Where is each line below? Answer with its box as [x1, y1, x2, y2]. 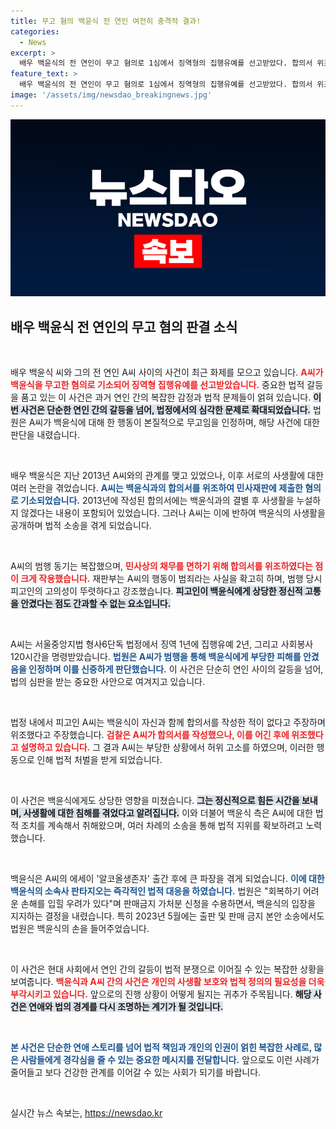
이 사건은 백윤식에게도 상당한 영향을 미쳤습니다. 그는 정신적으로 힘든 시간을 [10, 795, 300, 807]
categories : [10, 26, 60, 37]
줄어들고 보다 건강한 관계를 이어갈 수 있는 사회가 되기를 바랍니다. [10, 1066, 262, 1079]
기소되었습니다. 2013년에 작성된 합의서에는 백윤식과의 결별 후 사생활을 [20, 495, 295, 507]
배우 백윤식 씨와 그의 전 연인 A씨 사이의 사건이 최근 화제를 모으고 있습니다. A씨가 [10, 366, 324, 379]
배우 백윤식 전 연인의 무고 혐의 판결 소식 [10, 318, 238, 335]
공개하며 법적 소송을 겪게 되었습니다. [10, 520, 152, 532]
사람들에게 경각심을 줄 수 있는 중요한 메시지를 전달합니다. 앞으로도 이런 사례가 [20, 1054, 320, 1066]
